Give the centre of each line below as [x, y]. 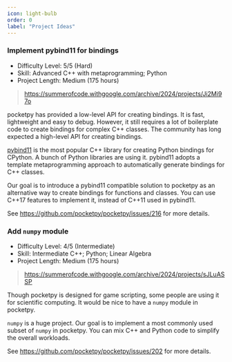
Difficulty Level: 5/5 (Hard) [55, 66]
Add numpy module [38, 231]
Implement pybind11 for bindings [63, 50]
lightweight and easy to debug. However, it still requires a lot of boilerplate [113, 122]
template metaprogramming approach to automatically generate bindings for [116, 164]
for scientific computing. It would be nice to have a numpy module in [103, 302]
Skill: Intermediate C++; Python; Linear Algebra [84, 254]
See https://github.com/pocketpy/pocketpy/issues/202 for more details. [109, 351]
